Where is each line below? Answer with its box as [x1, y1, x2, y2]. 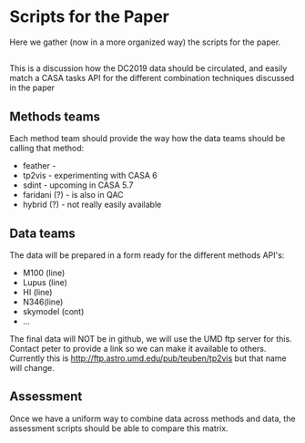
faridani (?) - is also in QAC [22, 190, 125, 201]
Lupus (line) [22, 276, 68, 288]
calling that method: [9, 143, 85, 154]
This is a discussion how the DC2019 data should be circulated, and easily [9, 63, 288, 74]
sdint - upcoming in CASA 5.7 [22, 180, 134, 191]
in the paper [9, 82, 56, 93]
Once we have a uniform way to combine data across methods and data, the [9, 413, 296, 424]
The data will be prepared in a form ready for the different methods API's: [9, 249, 285, 261]
